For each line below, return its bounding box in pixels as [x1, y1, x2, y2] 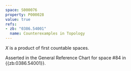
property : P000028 [5, 12, 44, 17]
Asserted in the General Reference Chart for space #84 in [5, 55, 126, 61]
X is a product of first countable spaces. [5, 45, 89, 51]
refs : [5, 21, 17, 27]
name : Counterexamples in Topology [10, 31, 85, 36]
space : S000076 [5, 7, 38, 13]
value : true [5, 17, 30, 22]
